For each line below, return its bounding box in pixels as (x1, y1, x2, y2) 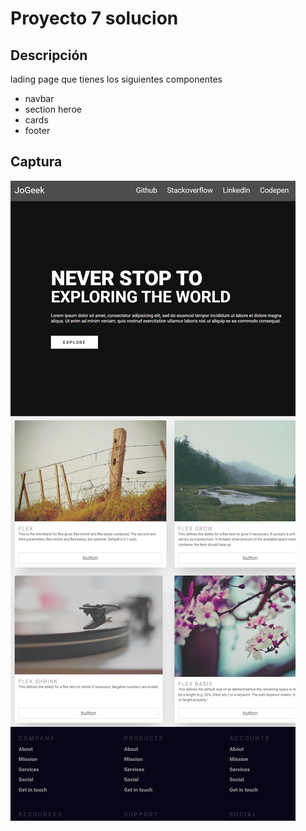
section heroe (24, 103, 82, 115)
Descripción (10, 47, 88, 64)
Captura (10, 153, 63, 171)
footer (24, 125, 51, 136)
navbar (24, 93, 55, 104)
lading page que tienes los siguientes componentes (10, 73, 223, 85)
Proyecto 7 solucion (10, 7, 179, 30)
